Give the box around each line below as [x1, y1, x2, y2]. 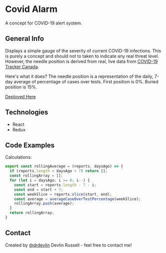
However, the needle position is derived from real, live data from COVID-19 [5, 58, 158, 64]
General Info [5, 34, 44, 43]
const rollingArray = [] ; [9, 173, 64, 178]
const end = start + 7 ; [14, 187, 64, 192]
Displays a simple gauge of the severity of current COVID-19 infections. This [5, 47, 162, 53]
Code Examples [5, 141, 55, 149]
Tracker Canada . [5, 63, 39, 69]
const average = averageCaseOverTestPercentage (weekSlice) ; [14, 196, 141, 202]
